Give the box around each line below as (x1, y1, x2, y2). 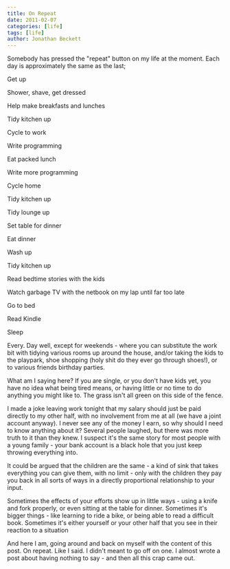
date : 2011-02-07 (7, 16, 57, 23)
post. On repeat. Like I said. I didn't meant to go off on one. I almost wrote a (7, 547, 221, 555)
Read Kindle (7, 315, 41, 323)
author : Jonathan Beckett (7, 36, 81, 43)
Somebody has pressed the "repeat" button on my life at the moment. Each (7, 54, 220, 63)
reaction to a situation (7, 526, 69, 535)
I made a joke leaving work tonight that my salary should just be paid (7, 405, 201, 413)
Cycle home (7, 181, 41, 190)
